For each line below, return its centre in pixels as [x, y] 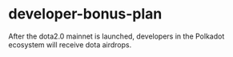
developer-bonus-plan [85, 14]
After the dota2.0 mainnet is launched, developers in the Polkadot [116, 36]
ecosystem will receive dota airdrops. [70, 44]
